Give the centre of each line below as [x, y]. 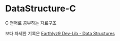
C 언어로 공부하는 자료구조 [31, 23]
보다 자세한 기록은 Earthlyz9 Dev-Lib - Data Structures [60, 33]
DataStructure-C [40, 9]
